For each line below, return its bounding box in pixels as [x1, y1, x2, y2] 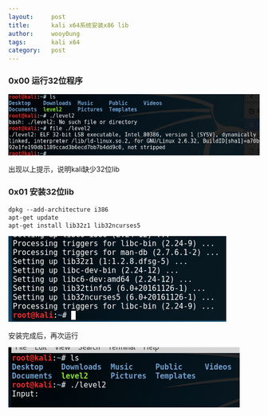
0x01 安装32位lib [8, 186, 74, 197]
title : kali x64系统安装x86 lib [8, 21, 129, 29]
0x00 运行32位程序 [8, 76, 84, 87]
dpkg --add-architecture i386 [8, 206, 109, 214]
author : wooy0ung [8, 29, 81, 37]
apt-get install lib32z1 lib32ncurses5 [8, 222, 141, 230]
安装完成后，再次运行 [8, 331, 78, 340]
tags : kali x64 [8, 38, 81, 46]
